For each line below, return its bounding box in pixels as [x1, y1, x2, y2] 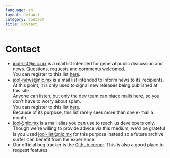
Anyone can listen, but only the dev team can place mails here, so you [12, 93, 160, 99]
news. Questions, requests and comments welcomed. [12, 66, 126, 72]
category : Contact [5, 17, 44, 22]
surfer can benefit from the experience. [12, 136, 96, 143]
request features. [12, 147, 49, 153]
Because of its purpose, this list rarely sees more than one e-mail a [12, 109, 154, 115]
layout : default [5, 12, 40, 17]
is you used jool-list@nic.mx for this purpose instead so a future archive [12, 131, 164, 137]
